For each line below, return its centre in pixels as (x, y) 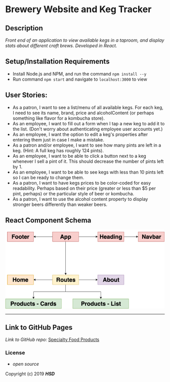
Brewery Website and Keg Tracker (78, 9)
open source (26, 364)
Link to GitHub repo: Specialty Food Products (52, 340)
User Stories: (26, 95)
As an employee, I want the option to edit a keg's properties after (80, 134)
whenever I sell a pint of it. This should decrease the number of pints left (88, 161)
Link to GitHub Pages (39, 327)
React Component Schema (48, 220)
